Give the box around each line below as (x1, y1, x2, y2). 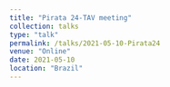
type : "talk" (9, 30, 59, 39)
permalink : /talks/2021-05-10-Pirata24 (9, 38, 161, 48)
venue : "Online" (9, 47, 71, 56)
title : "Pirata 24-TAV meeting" (9, 13, 132, 23)
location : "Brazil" (9, 64, 84, 73)
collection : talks (9, 22, 79, 31)
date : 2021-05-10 (9, 55, 75, 64)
